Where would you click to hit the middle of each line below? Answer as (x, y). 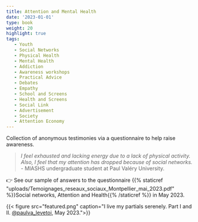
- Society (26, 116)
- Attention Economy (39, 122)
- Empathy (26, 89)
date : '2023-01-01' (30, 17)
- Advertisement (34, 110)
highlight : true (26, 34)
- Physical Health (37, 56)
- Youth (23, 45)
